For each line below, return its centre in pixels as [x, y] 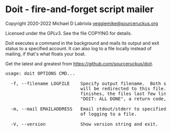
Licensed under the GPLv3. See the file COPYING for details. [69, 33]
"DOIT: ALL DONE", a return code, [123, 98]
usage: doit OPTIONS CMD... [40, 73]
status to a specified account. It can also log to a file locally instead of [78, 48]
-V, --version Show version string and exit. [84, 124]
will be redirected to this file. [123, 88]
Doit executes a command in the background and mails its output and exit [82, 43]
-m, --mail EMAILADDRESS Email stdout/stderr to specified [88, 109]
